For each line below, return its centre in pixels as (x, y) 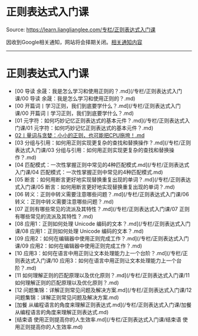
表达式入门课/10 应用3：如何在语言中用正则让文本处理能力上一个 (98, 261)
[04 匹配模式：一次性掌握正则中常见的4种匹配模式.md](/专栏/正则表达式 (102, 164)
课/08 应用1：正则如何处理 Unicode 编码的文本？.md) (79, 231)
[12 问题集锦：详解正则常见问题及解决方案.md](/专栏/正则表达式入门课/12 (103, 290)
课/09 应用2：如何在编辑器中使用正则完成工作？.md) (78, 246)
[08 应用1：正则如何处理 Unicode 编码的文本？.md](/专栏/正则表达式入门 (103, 223)
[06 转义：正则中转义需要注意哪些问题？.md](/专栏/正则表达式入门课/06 (102, 194)
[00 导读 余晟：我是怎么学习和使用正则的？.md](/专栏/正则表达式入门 (98, 91)
